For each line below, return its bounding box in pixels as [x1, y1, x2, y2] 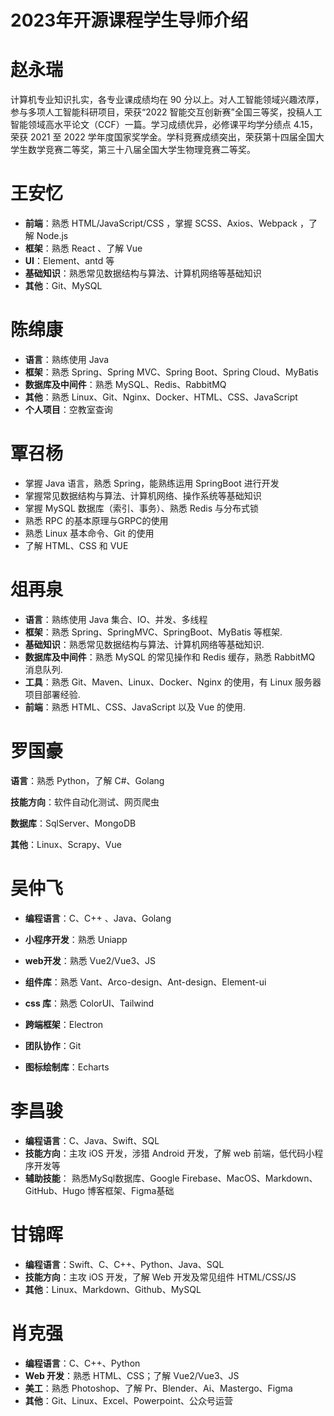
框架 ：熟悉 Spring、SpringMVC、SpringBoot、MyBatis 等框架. [24, 626, 283, 638]
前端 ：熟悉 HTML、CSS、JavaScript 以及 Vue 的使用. [24, 701, 247, 713]
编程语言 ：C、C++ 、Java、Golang [24, 912, 172, 924]
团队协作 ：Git [24, 1039, 82, 1051]
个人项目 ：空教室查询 [24, 404, 113, 415]
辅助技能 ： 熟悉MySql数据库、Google [24, 1172, 180, 1184]
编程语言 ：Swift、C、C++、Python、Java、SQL [24, 1258, 225, 1270]
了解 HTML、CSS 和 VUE [24, 539, 129, 551]
